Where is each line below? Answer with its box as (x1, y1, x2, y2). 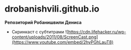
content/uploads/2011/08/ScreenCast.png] (11, 34, 99, 40)
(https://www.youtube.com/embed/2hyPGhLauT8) (11, 39, 114, 45)
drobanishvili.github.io (4, 3, 100, 15)
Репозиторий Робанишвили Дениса (4, 19, 82, 25)
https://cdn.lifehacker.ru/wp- (68, 29, 126, 34)
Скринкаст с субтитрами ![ (11, 29, 68, 34)
